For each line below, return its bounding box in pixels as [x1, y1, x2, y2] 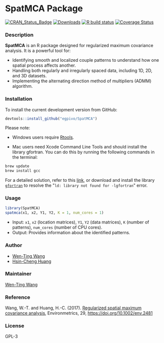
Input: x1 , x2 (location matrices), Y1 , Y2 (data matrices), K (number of [12, 219, 149, 225]
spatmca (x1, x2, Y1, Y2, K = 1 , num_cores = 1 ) [5, 210, 104, 216]
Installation [5, 96, 33, 102]
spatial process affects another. [12, 62, 76, 69]
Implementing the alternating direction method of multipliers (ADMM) [12, 78, 152, 84]
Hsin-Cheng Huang [12, 258, 51, 264]
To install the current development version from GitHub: [5, 106, 117, 113]
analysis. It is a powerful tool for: [5, 48, 71, 54]
